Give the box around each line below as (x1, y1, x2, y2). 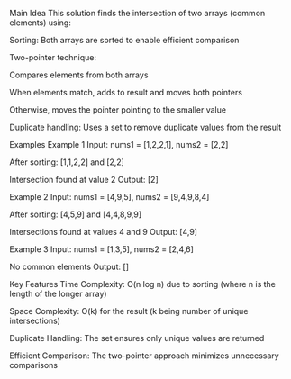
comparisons (9, 360, 59, 370)
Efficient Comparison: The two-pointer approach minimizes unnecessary (9, 350, 279, 361)
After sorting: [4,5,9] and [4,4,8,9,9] (9, 209, 142, 220)
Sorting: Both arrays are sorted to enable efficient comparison (9, 35, 240, 45)
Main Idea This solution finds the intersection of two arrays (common (9, 8, 266, 18)
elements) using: (9, 17, 72, 28)
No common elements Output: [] (9, 261, 129, 272)
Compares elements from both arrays (9, 69, 149, 80)
